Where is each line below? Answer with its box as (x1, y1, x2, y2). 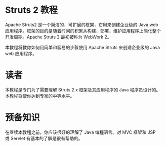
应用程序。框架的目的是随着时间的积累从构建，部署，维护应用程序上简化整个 (5, 28, 161, 33)
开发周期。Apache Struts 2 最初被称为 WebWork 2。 (5, 34, 112, 40)
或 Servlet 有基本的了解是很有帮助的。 (5, 135, 83, 141)
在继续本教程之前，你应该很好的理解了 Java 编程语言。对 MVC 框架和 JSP (5, 129, 156, 135)
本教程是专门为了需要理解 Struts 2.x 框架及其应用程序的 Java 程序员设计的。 (5, 87, 161, 92)
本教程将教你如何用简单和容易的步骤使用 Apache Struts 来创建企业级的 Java (5, 44, 160, 50)
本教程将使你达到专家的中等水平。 (5, 93, 75, 99)
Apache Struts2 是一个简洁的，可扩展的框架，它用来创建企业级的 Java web (5, 22, 159, 28)
